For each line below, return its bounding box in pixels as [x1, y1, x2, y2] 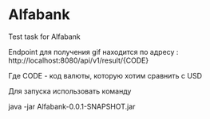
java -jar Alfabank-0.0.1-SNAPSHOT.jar [8, 102, 136, 111]
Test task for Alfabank [8, 32, 81, 41]
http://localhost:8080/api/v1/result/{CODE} [8, 56, 149, 65]
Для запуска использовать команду [8, 86, 132, 96]
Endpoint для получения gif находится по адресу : [8, 47, 179, 56]
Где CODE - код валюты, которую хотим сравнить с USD [8, 71, 202, 80]
